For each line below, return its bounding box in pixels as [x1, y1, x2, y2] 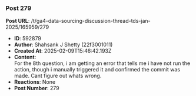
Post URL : [5, 18, 30, 25]
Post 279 [5, 4, 32, 12]
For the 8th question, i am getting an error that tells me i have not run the [14, 60, 191, 67]
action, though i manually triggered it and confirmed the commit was [14, 66, 181, 73]
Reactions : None [14, 78, 56, 85]
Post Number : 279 [14, 85, 59, 92]
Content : [14, 54, 36, 61]
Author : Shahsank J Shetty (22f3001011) [14, 41, 113, 48]
